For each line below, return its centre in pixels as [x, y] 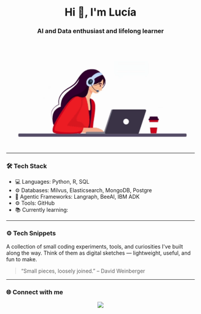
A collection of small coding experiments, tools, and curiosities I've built [95, 246]
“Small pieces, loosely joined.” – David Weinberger [83, 271]
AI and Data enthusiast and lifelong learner [100, 31]
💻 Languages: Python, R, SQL [52, 182]
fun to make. [22, 259]
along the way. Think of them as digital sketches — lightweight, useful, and [99, 253]
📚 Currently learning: [42, 210]
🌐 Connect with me [35, 292]
